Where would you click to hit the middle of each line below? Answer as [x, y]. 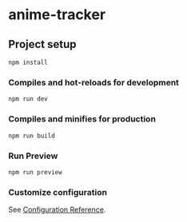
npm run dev [28, 99]
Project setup [43, 44]
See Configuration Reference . [57, 210]
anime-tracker [57, 15]
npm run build [32, 136]
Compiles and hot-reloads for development [94, 82]
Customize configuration [58, 192]
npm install [28, 62]
